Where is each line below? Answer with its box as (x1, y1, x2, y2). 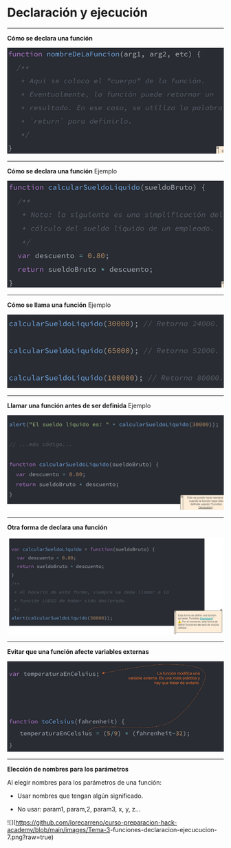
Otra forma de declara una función (7, 523, 108, 531)
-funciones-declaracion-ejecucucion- (109, 825, 218, 834)
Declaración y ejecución (7, 5, 148, 21)
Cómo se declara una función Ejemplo (7, 167, 118, 175)
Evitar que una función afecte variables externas (7, 647, 149, 655)
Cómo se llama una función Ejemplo (7, 301, 111, 309)
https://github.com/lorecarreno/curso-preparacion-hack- (15, 818, 177, 827)
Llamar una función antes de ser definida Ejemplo (7, 401, 151, 410)
